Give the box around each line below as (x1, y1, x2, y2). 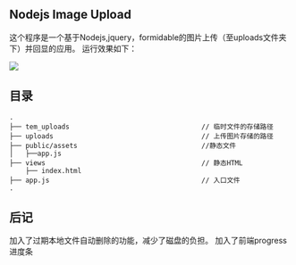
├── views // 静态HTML (9, 158, 243, 168)
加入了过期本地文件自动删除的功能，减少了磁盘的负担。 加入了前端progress (9, 236, 288, 246)
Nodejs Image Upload (9, 7, 131, 22)
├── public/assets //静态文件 (9, 141, 237, 150)
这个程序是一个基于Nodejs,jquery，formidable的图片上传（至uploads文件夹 (9, 31, 287, 43)
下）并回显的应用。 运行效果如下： (9, 43, 137, 54)
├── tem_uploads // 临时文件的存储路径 (9, 122, 275, 131)
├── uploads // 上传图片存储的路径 (9, 131, 275, 141)
